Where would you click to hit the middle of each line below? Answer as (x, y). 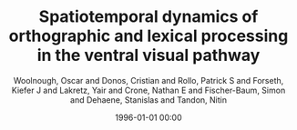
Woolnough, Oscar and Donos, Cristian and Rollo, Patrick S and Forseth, (148, 80)
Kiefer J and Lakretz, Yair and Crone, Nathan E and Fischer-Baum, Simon (148, 90)
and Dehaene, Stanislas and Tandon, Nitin (148, 100)
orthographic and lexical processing (148, 36)
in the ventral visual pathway (148, 55)
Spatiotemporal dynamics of (148, 17)
